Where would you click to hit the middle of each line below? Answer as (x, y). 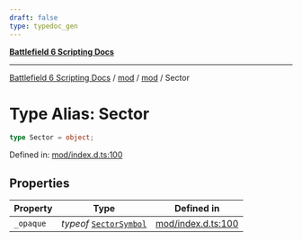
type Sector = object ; (52, 138)
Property (33, 209)
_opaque (30, 224)
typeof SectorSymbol (104, 224)
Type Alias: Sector (80, 114)
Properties (40, 183)
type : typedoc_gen (44, 26)
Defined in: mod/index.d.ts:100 (66, 155)
